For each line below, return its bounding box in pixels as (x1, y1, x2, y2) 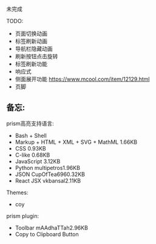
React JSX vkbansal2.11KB (15, 177, 81, 184)
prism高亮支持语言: (6, 120, 55, 127)
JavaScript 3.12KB (15, 157, 61, 165)
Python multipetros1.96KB (15, 164, 81, 171)
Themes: (6, 189, 29, 196)
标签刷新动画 (15, 38, 47, 44)
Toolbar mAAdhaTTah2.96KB (15, 224, 88, 231)
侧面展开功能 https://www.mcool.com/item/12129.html (15, 75, 150, 83)
